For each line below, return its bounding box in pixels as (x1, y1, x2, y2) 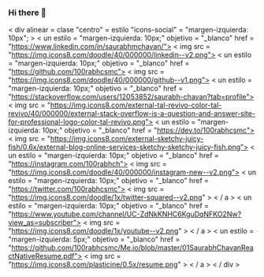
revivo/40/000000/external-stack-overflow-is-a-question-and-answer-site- (8, 109, 256, 118)
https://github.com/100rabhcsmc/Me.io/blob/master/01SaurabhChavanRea (11, 243, 254, 253)
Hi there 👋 (8, 7, 47, 18)
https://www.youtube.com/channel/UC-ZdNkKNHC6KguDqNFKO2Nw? (11, 209, 242, 219)
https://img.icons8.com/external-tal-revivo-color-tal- (50, 100, 222, 110)
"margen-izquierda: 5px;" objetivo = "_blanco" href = (8, 234, 180, 244)
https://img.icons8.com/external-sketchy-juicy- (50, 134, 204, 144)
